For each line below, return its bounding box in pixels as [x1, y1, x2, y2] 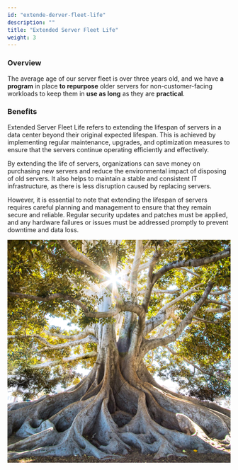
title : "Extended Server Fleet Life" [7, 26, 119, 33]
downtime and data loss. [7, 225, 79, 234]
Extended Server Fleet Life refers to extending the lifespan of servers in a [7, 122, 222, 131]
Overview [7, 58, 42, 68]
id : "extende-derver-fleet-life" [7, 11, 106, 18]
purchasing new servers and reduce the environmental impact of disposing [7, 166, 227, 175]
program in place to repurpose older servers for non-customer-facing [7, 81, 212, 90]
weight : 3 [7, 34, 37, 41]
